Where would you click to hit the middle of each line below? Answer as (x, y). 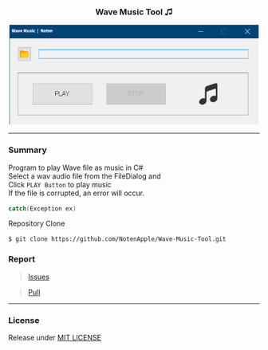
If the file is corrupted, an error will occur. (77, 193)
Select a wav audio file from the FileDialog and (85, 176)
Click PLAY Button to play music (60, 184)
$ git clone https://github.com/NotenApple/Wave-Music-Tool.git (117, 239)
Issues (39, 277)
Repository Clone (37, 224)
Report (22, 259)
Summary (28, 150)
